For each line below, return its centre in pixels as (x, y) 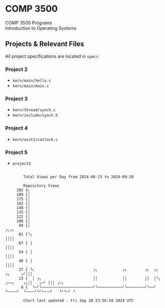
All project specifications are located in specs (52, 56)
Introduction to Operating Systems (41, 28)
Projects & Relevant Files (45, 44)
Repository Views (41, 186)
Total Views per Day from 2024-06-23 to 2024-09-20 (79, 177)
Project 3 (17, 98)
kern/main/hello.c (32, 81)
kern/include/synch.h (35, 116)
